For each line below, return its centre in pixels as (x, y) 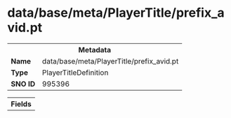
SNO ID (23, 84)
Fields (21, 104)
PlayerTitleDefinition (75, 73)
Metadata (95, 50)
